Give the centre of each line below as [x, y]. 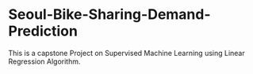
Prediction [43, 31]
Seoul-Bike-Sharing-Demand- [110, 15]
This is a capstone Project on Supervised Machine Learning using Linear [126, 53]
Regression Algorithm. [44, 61]
